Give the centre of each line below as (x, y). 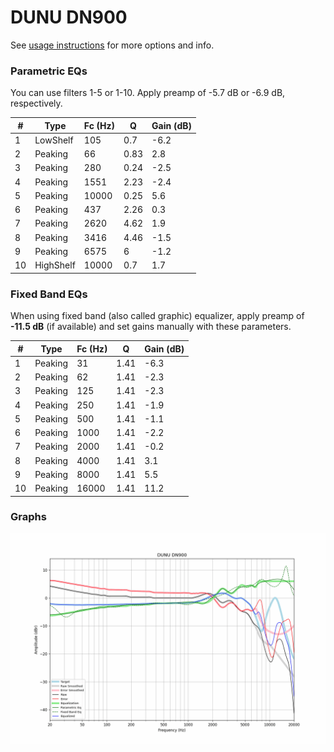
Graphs (28, 517)
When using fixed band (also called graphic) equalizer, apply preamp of (157, 316)
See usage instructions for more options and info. (112, 45)
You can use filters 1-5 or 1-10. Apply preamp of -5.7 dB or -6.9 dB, (148, 93)
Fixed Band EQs (49, 294)
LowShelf (54, 140)
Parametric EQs (49, 71)
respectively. (36, 103)
